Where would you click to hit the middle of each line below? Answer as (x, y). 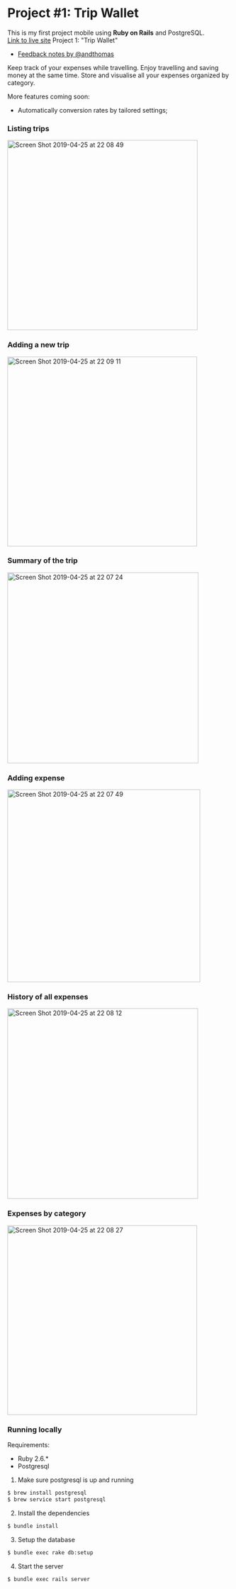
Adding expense (36, 777)
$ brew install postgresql (47, 1493)
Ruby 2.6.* (33, 1459)
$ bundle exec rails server (49, 1579)
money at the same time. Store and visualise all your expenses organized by (118, 75)
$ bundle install (33, 1526)
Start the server (40, 1566)
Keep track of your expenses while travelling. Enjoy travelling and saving (113, 67)
